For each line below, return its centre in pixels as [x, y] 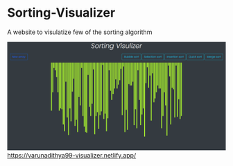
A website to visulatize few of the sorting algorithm [80, 32]
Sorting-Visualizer [61, 13]
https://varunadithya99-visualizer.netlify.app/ [72, 155]
